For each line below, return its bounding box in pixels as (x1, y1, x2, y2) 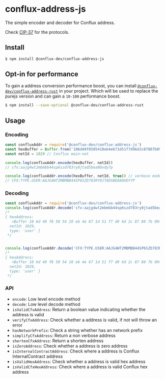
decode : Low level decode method (12, 301, 81, 307)
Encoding (5, 131, 28, 138)
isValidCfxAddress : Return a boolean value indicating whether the (12, 306, 146, 312)
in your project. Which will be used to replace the (58, 88, 159, 94)
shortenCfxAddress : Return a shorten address (12, 337, 104, 344)
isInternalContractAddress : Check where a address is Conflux (12, 348, 139, 354)
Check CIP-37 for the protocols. (5, 29, 70, 35)
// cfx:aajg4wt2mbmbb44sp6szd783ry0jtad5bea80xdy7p (5, 165, 113, 170)
